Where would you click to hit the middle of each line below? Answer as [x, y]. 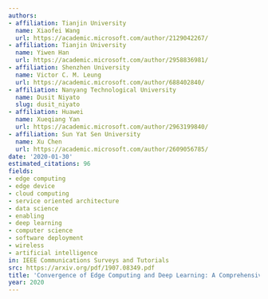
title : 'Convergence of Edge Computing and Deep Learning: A [112, 275]
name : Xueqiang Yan [48, 120]
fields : [21, 171]
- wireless [26, 246]
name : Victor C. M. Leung [59, 75]
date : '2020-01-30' [41, 156]
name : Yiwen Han [42, 53]
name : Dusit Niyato [48, 97]
